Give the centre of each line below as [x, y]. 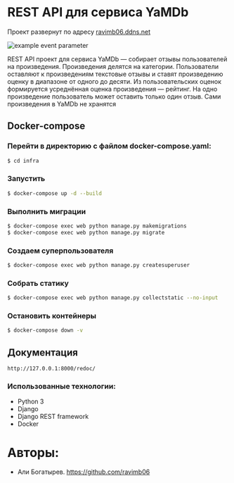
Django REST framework [53, 417]
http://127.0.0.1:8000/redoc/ [52, 369]
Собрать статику [38, 283]
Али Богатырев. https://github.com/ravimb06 [84, 472]
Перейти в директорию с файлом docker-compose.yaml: [110, 146]
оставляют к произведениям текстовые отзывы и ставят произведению [115, 74]
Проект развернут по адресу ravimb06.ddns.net [79, 32]
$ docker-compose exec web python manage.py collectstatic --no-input [113, 298]
